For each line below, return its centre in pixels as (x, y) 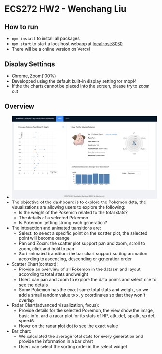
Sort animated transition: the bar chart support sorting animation (83, 254)
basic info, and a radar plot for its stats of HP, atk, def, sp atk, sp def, (87, 316)
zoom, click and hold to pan (46, 249)
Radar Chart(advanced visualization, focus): (55, 305)
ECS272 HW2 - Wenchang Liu (66, 9)
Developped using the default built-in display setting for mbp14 (74, 81)
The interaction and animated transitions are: (56, 228)
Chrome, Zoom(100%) (34, 76)
